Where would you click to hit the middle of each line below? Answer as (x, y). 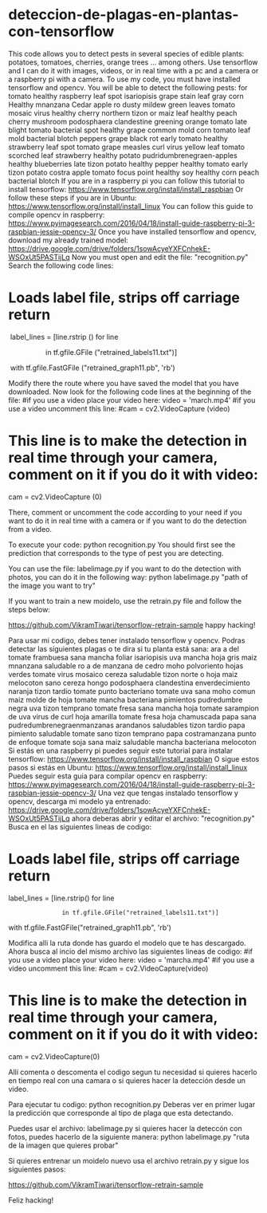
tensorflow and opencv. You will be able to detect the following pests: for (128, 87)
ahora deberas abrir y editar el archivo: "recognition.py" (163, 818)
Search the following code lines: (61, 266)
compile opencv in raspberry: (57, 215)
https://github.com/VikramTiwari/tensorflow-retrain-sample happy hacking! (132, 624)
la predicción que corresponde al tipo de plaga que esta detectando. (121, 1113)
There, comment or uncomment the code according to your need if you (125, 512)
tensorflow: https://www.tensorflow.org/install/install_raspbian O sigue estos (134, 758)
